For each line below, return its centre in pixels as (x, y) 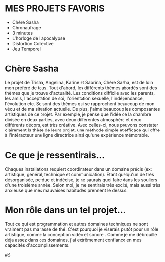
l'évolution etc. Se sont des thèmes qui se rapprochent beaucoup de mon (80, 103)
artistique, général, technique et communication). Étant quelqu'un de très (80, 174)
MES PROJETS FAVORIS (55, 9)
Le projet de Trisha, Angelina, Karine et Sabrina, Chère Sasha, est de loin (79, 82)
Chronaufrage (26, 27)
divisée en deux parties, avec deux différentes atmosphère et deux (73, 119)
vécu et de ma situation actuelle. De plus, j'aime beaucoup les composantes (82, 109)
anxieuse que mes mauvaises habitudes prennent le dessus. (67, 190)
